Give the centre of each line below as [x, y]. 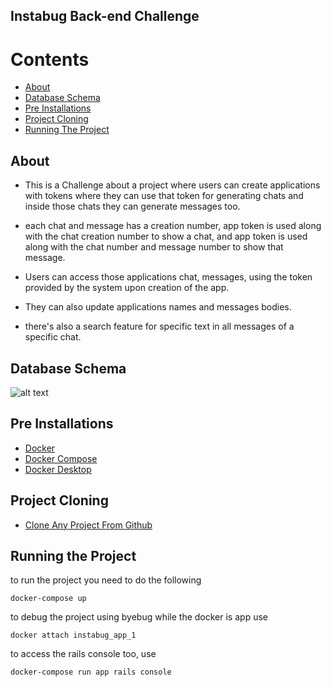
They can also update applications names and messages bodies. [158, 307]
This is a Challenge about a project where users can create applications [172, 185]
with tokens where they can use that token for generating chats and [164, 196]
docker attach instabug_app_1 [73, 635]
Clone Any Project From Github [88, 525]
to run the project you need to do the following [106, 580]
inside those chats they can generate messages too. [132, 206]
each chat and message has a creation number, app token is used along [173, 226]
